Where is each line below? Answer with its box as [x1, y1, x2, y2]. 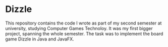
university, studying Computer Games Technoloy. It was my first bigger [5, 25, 153, 31]
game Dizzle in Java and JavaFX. [5, 36, 74, 42]
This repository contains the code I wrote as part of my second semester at [5, 20, 162, 26]
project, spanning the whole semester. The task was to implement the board [5, 30, 163, 36]
